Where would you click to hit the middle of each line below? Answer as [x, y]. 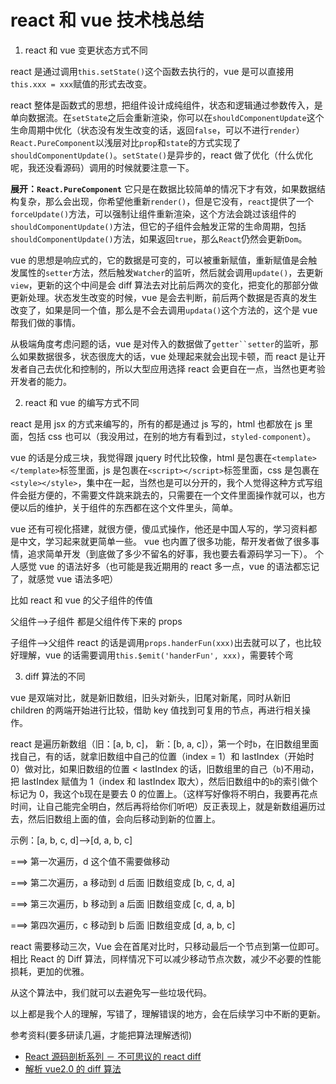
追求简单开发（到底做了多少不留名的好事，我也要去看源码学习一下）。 [170, 553]
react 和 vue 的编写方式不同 [82, 402]
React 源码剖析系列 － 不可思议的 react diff [113, 1056]
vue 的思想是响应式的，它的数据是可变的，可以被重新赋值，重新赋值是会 [159, 260]
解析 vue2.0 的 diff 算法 [73, 1068]
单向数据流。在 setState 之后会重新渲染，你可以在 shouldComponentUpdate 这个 [167, 117]
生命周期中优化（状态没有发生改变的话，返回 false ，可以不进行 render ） [157, 130]
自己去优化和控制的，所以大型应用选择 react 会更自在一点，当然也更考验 [176, 368]
